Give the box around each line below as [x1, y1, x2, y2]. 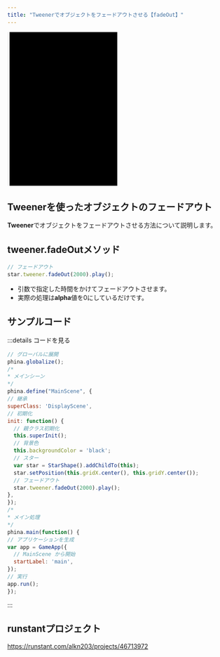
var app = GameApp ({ [7, 543, 68, 551]
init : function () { [7, 417, 64, 424]
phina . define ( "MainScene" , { [7, 388, 92, 395]
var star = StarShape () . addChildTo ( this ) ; [13, 462, 139, 469]
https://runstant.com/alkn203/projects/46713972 [7, 642, 149, 650]
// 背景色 [13, 440, 39, 447]
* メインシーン [7, 373, 46, 380]
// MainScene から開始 [13, 551, 76, 558]
